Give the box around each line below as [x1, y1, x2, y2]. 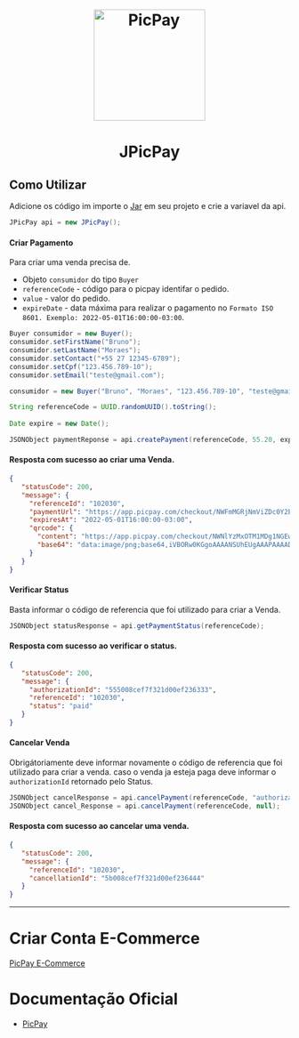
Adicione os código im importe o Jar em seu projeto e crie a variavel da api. [9, 201, 287, 212]
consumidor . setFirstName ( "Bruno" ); [9, 338, 141, 347]
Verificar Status [9, 584, 69, 595]
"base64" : [36, 541, 74, 550]
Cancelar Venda [9, 737, 70, 748]
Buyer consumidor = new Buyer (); [9, 329, 133, 338]
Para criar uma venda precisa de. [9, 257, 131, 268]
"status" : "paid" [28, 702, 93, 711]
